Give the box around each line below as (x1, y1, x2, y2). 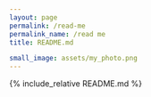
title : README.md (9, 37, 74, 47)
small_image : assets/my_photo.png (9, 54, 138, 63)
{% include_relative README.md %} (9, 78, 143, 89)
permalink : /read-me (9, 21, 87, 30)
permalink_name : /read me (9, 29, 105, 38)
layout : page (9, 12, 58, 22)
